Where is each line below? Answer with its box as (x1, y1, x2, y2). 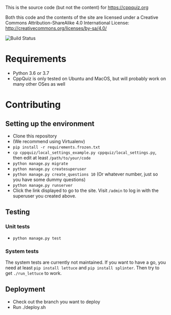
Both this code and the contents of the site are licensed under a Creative (5, 14, 159, 20)
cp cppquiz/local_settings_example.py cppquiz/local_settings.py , (12, 149, 157, 155)
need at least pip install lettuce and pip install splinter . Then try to (5, 264, 160, 271)
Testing (5, 208, 30, 216)
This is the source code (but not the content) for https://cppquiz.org (5, 5, 148, 10)
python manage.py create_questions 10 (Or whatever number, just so (12, 171, 158, 177)
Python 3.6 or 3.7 (12, 70, 50, 76)
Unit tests (5, 223, 30, 230)
